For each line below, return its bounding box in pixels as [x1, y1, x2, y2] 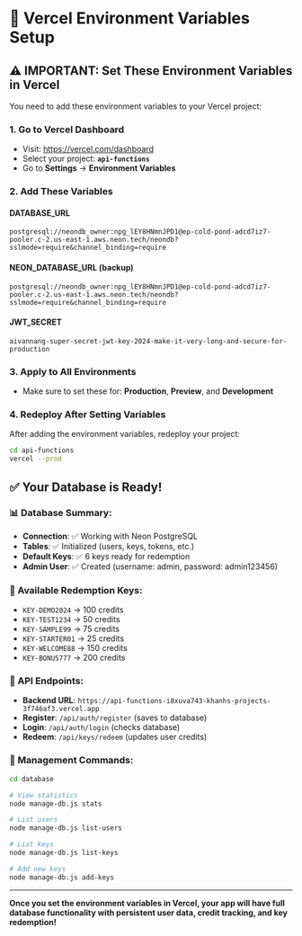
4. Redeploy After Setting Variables [9, 408, 166, 421]
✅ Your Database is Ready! [9, 479, 163, 495]
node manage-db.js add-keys [9, 872, 115, 882]
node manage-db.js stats [9, 799, 102, 808]
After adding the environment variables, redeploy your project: [9, 429, 241, 440]
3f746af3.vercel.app [22, 705, 100, 714]
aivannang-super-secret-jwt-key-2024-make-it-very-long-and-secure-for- [9, 336, 288, 345]
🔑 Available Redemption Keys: [9, 584, 143, 596]
